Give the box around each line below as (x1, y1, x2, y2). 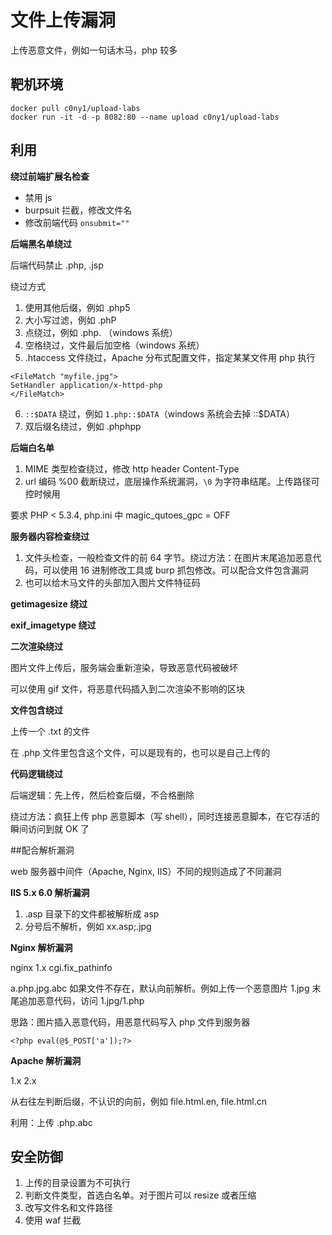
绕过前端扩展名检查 (10, 170, 90, 182)
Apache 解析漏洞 (10, 1054, 82, 1066)
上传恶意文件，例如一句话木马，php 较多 (10, 44, 178, 56)
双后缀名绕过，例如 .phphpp (24, 420, 142, 432)
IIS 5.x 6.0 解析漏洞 (10, 886, 90, 898)
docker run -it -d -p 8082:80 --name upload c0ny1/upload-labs (10, 112, 280, 122)
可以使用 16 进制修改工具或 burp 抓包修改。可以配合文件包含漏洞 (42, 564, 309, 576)
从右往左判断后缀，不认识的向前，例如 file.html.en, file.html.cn (10, 1095, 268, 1107)
